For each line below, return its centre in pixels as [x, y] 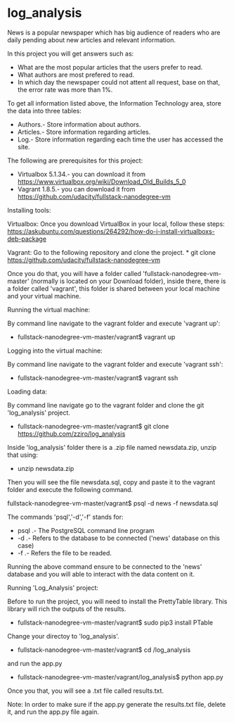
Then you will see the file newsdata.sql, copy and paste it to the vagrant [111, 482]
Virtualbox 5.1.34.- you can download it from [82, 174]
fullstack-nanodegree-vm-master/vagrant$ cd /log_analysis [104, 650]
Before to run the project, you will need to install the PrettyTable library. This [117, 601]
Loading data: [27, 391]
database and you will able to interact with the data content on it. [101, 574]
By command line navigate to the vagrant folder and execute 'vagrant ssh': [115, 364]
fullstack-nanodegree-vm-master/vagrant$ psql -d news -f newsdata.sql [113, 503]
